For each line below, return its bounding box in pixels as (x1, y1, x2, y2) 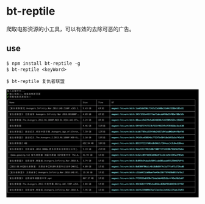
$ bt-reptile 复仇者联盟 (6, 78, 65, 84)
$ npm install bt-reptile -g (6, 60, 81, 67)
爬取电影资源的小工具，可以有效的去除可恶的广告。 (6, 25, 135, 32)
